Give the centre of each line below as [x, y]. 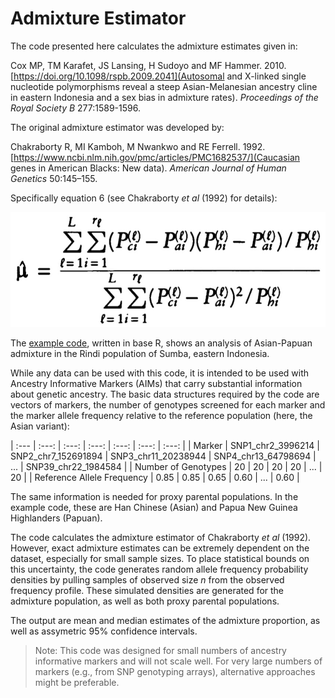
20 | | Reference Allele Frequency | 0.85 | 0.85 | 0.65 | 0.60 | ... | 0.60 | [155, 477]
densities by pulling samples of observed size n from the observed [147, 579]
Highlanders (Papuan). [56, 518]
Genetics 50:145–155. [54, 178]
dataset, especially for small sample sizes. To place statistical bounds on [160, 558]
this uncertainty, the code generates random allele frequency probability [159, 569]
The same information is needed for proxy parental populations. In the [154, 496]
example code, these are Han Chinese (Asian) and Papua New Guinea [154, 507]
